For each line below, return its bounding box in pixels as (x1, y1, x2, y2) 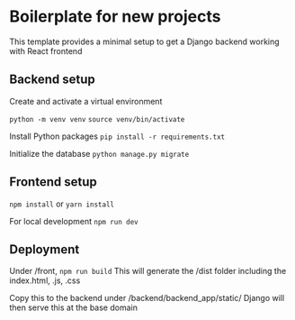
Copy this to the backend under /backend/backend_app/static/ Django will (9, 293, 285, 304)
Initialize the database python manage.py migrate (9, 148, 190, 159)
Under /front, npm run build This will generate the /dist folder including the (9, 266, 287, 277)
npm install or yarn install (9, 198, 115, 209)
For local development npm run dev (9, 215, 139, 226)
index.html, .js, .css (9, 275, 81, 286)
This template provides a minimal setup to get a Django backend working (9, 36, 281, 47)
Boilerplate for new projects (9, 6, 221, 27)
